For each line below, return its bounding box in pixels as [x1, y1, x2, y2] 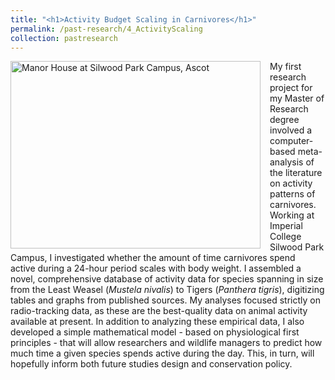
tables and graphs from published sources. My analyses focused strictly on [10, 294, 321, 306]
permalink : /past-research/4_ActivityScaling [10, 24, 203, 34]
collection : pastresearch [10, 33, 118, 43]
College [269, 231, 302, 243]
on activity [269, 177, 313, 190]
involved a [269, 124, 313, 136]
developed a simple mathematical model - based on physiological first [10, 326, 300, 338]
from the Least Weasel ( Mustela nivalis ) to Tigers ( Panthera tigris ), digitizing [10, 284, 325, 296]
